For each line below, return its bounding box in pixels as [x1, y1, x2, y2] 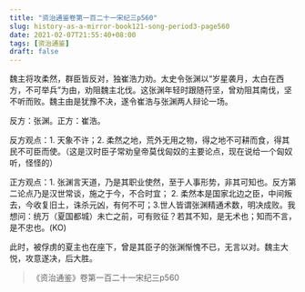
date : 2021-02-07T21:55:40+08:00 [9, 30, 137, 39]
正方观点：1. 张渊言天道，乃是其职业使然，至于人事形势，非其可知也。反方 [9, 176, 289, 187]
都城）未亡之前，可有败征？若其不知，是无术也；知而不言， [72, 211, 297, 222]
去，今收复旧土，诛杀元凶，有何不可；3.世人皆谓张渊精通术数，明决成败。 [9, 199, 289, 210]
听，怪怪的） [9, 157, 57, 168]
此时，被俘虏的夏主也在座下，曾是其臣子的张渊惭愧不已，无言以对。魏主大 [9, 242, 289, 253]
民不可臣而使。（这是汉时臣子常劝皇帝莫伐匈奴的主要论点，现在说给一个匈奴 [9, 146, 293, 157]
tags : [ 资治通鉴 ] [9, 38, 70, 48]
